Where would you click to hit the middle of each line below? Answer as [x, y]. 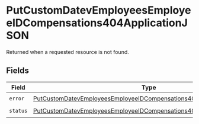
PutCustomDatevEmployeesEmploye [99, 10]
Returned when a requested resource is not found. [68, 52]
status [18, 111]
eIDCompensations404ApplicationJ [97, 23]
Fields [18, 71]
